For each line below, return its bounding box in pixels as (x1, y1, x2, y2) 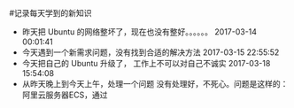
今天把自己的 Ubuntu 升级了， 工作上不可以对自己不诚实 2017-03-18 (21, 58, 271, 68)
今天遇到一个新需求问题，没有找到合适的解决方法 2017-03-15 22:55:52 (21, 47, 280, 58)
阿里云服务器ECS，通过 (21, 89, 108, 100)
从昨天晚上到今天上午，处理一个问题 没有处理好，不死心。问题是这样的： (21, 79, 289, 89)
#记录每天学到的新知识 (9, 8, 92, 18)
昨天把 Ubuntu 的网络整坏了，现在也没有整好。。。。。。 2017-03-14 (21, 27, 258, 37)
